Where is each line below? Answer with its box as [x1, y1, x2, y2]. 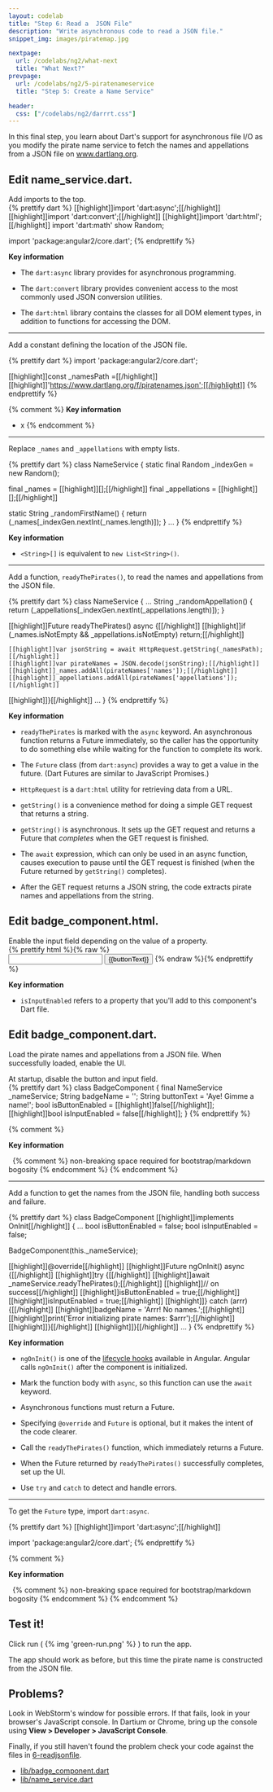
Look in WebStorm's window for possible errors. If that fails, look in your [8, 1708, 250, 1719]
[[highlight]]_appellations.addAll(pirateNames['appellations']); [8, 674, 238, 683]
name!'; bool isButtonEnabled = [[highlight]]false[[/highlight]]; [8, 1100, 215, 1109]
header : [8, 102, 35, 110]
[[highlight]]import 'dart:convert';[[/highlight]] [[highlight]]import [8, 212, 224, 222]
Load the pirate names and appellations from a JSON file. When [8, 1049, 222, 1059]
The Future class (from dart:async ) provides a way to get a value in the [19, 760, 259, 770]
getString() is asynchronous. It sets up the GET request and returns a [19, 824, 256, 835]
